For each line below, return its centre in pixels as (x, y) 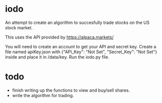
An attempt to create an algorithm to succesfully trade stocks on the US (77, 22)
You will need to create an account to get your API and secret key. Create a (81, 46)
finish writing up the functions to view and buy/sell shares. (71, 90)
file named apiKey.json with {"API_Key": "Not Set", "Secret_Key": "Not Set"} (81, 52)
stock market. (19, 27)
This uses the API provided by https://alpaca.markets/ (59, 37)
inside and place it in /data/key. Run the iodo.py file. (57, 57)
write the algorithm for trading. (43, 95)
